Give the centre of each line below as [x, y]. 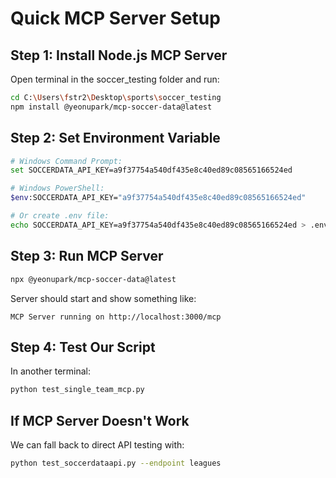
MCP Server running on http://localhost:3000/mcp [116, 317]
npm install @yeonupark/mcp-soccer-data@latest [111, 107]
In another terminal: [51, 371]
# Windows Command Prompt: [66, 161]
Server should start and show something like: [103, 298]
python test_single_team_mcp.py [77, 390]
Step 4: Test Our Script [83, 347]
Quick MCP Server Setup [115, 18]
